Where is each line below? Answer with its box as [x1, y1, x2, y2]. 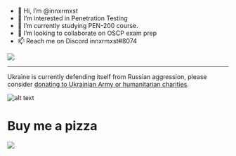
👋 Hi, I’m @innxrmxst [17, 7, 79, 15]
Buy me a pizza [7, 118, 98, 134]
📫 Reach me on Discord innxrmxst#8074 [17, 37, 137, 45]
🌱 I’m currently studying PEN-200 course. [17, 22, 138, 29]
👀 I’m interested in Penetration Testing [17, 14, 128, 22]
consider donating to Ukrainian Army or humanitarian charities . [7, 80, 190, 88]
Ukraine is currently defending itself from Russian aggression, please [7, 73, 207, 80]
